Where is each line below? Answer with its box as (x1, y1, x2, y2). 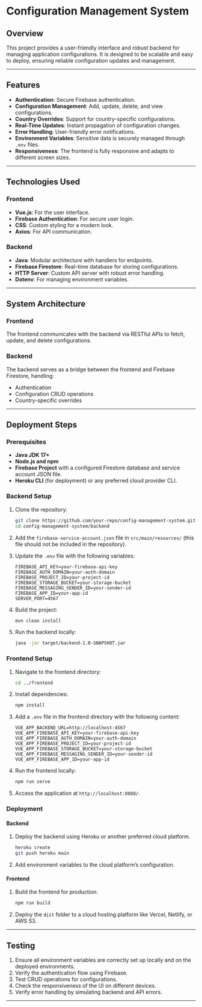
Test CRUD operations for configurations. (14, 975, 118, 983)
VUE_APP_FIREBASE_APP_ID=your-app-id (14, 756, 110, 763)
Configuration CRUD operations (14, 390, 94, 397)
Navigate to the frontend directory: (14, 668, 101, 676)
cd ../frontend (14, 680, 54, 686)
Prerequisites (6, 438, 46, 447)
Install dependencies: (14, 691, 69, 698)
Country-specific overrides (14, 397, 82, 404)
